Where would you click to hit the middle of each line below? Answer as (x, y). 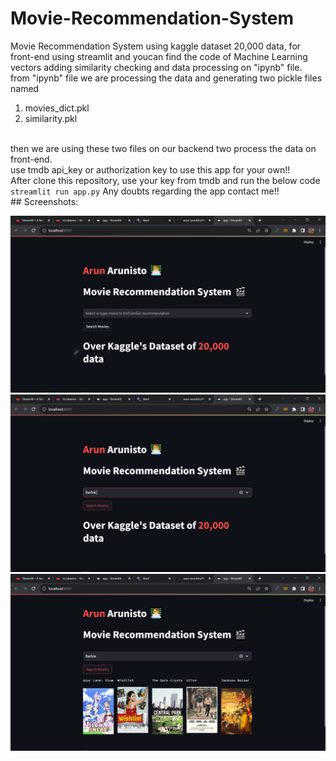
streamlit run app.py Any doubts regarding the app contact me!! (145, 191)
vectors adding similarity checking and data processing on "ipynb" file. (156, 67)
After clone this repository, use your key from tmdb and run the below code (165, 180)
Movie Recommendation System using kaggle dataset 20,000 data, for (156, 46)
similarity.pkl (51, 118)
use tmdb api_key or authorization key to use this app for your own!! (150, 169)
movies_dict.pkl (57, 108)
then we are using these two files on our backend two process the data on (163, 148)
